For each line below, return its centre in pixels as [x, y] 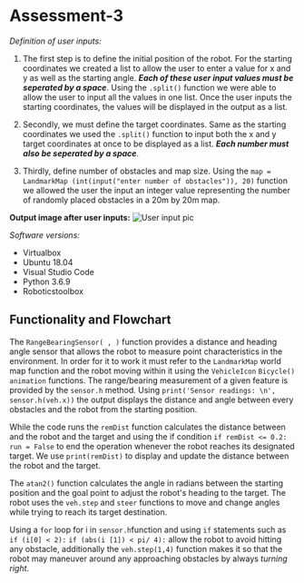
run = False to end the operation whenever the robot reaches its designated [152, 446]
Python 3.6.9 [46, 282]
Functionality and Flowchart [90, 320]
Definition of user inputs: [55, 41]
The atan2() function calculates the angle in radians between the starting [147, 483]
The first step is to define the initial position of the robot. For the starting [157, 58]
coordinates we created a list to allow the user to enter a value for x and [157, 68]
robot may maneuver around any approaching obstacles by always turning [148, 558]
